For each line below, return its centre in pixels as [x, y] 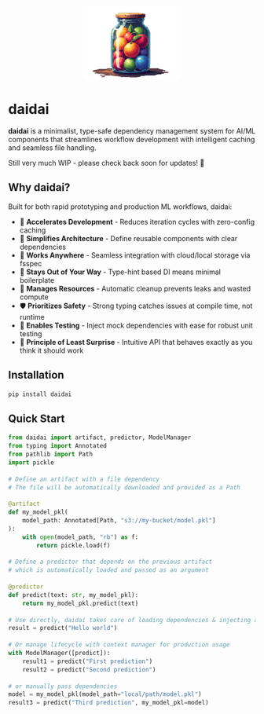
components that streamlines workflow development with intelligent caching [132, 139]
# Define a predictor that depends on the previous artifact [110, 562]
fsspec [31, 263]
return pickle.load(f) [73, 545]
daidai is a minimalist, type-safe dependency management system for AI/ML [132, 130]
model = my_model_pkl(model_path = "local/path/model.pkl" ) [105, 694]
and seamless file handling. [52, 148]
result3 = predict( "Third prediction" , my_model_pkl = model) [109, 703]
